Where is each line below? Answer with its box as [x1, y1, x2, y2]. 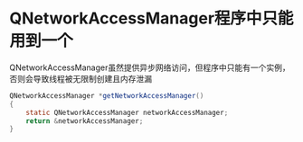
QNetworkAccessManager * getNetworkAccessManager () [9, 91, 204, 100]
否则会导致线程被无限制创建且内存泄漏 [9, 73, 152, 84]
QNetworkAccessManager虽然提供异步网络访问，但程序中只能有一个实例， [9, 62, 291, 73]
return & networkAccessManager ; [25, 116, 144, 126]
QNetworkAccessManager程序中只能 [9, 8, 294, 29]
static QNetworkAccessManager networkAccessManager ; [25, 108, 229, 117]
